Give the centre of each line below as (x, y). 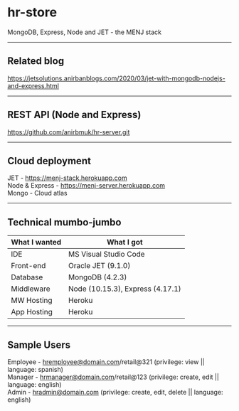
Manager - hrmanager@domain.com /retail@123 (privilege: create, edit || (113, 377)
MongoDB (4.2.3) (97, 277)
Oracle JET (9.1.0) (99, 266)
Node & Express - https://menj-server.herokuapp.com (86, 186)
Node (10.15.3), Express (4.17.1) (124, 289)
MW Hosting (32, 301)
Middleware (31, 289)
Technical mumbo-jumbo (64, 222)
